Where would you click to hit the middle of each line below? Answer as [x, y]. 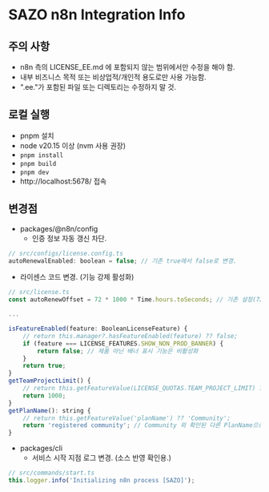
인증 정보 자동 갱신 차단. [69, 238]
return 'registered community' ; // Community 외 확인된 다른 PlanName [138, 425]
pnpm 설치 [37, 135]
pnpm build [38, 163]
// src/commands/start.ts [51, 473]
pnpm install [42, 155]
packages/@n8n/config [59, 228]
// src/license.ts [39, 292]
